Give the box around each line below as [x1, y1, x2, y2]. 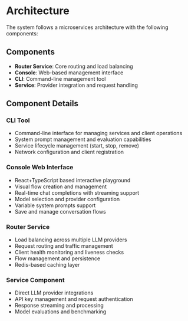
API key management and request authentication [14, 296, 134, 303]
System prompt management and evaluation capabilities [14, 136, 151, 143]
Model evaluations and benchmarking [14, 308, 107, 315]
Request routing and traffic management [14, 243, 113, 250]
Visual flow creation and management [14, 183, 107, 190]
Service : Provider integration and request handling [14, 81, 138, 89]
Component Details [6, 99, 78, 109]
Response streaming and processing [14, 302, 104, 309]
